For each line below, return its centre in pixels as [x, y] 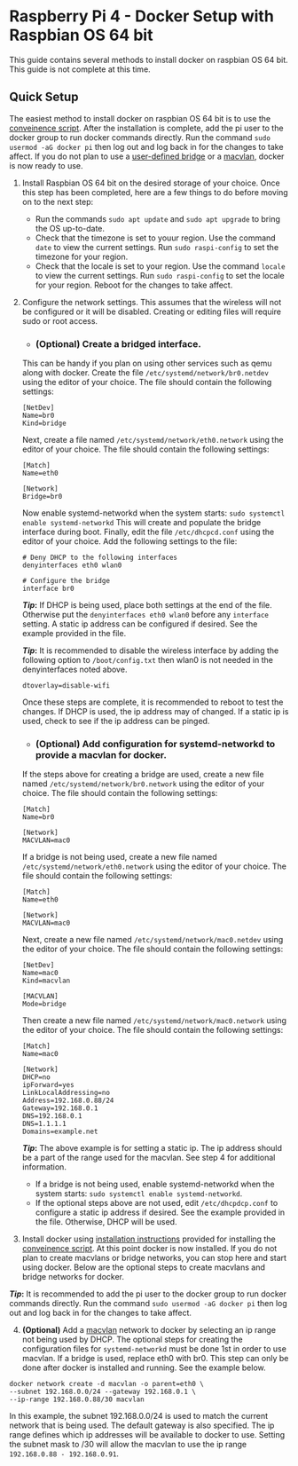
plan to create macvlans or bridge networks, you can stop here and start [154, 1258]
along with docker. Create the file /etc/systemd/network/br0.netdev [145, 373]
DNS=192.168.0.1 [52, 1116]
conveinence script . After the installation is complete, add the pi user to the [146, 128]
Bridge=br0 [42, 497]
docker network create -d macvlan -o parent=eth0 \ [106, 1384]
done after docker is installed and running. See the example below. [144, 1367]
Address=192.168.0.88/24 [68, 1101]
